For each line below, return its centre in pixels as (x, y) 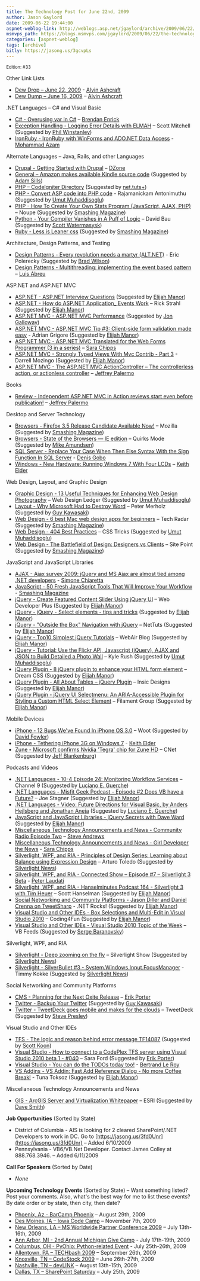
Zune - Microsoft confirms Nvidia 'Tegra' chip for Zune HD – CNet (96, 749)
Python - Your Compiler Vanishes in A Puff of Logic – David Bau (93, 218)
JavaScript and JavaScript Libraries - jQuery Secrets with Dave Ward (99, 817)
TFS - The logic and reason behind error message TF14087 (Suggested (102, 1039)
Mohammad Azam (37, 145)
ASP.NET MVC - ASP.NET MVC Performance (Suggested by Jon (93, 316)
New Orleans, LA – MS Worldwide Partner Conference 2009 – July (96, 1227)
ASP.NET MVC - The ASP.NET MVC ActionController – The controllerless (104, 367)
